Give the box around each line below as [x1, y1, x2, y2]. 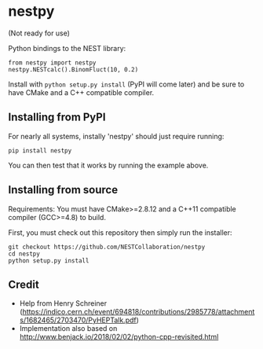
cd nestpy [8, 250, 41, 258]
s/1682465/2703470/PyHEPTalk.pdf [19, 315, 137, 325]
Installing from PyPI [8, 111, 106, 124]
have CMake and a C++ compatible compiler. [8, 87, 155, 97]
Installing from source [8, 183, 119, 197]
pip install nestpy [8, 146, 72, 155]
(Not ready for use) [8, 28, 71, 38]
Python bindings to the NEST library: [8, 43, 126, 53]
